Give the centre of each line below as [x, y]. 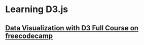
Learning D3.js [37, 9]
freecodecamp [29, 36]
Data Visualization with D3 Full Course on [72, 28]
